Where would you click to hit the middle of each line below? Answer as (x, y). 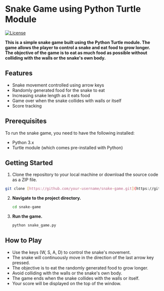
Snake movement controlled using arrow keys (58, 85)
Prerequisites (26, 121)
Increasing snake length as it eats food (51, 95)
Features (19, 73)
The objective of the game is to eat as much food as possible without (76, 53)
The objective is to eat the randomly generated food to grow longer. (80, 268)
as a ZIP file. (25, 180)
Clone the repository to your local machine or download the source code (85, 175)
